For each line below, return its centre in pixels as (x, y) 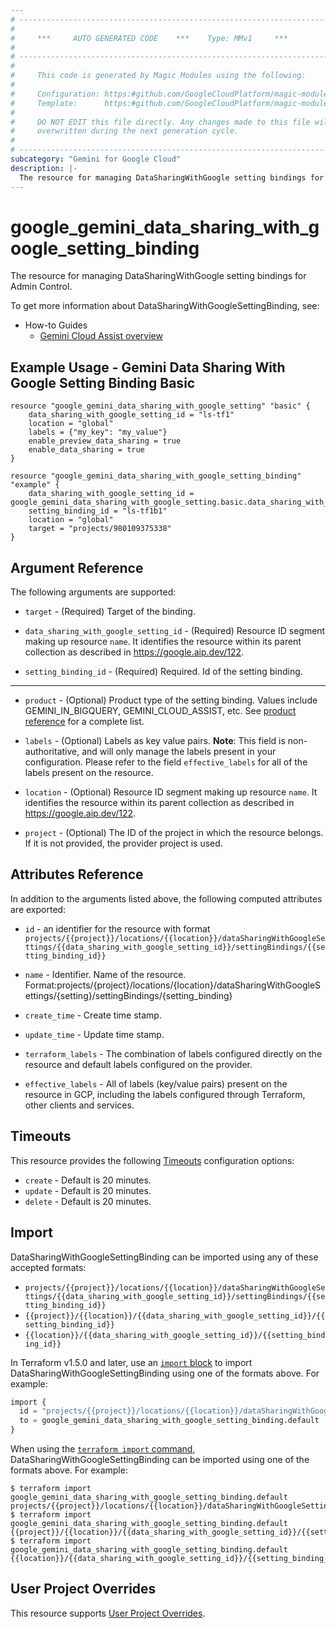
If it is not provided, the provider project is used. (123, 843)
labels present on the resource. (89, 773)
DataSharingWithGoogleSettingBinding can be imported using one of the (160, 1459)
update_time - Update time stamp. (94, 1034)
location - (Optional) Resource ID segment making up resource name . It (171, 792)
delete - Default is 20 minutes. (88, 1201)
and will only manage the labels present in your (179, 752)
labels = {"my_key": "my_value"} (98, 432)
